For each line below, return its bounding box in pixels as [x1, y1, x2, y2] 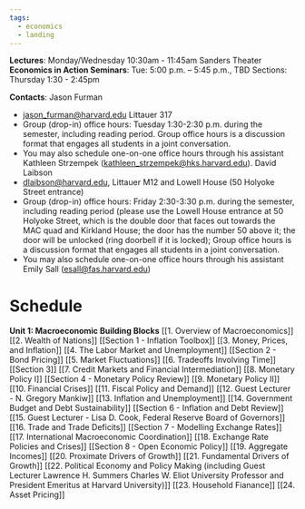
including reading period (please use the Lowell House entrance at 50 [22, 206, 284, 217]
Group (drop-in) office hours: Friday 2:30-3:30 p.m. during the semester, [22, 196, 295, 207]
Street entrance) [22, 187, 84, 198]
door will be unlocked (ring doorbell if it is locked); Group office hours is [22, 235, 292, 246]
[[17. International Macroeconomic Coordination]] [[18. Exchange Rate [9, 432, 270, 443]
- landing [17, 30, 54, 39]
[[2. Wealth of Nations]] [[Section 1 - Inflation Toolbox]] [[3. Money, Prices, [9, 335, 289, 346]
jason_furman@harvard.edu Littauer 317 [22, 110, 172, 121]
